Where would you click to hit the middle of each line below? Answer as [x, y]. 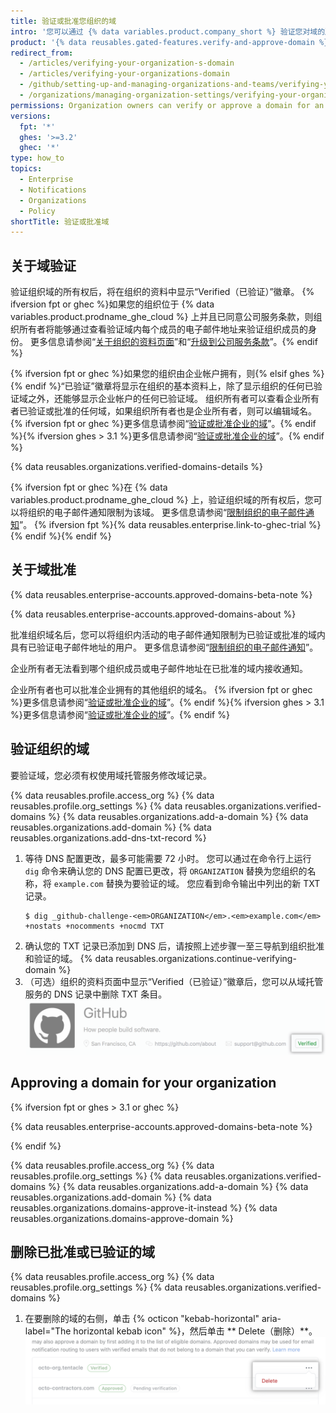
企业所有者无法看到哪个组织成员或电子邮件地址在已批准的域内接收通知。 [159, 668]
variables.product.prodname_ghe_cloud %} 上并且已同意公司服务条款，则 [162, 317]
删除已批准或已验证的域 [82, 1252]
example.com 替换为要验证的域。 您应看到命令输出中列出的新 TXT [187, 883]
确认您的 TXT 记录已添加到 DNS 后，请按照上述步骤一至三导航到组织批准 [174, 946]
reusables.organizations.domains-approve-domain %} [122, 1218]
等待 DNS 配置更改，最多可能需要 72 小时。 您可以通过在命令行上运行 [168, 858]
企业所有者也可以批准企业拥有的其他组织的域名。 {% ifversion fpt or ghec [161, 689]
